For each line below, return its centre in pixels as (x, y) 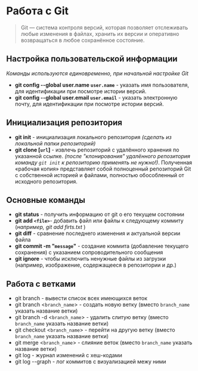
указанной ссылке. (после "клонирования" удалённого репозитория (103, 156)
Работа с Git (38, 11)
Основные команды (46, 200)
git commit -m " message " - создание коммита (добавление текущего (102, 246)
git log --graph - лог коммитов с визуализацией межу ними (90, 361)
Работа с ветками (41, 284)
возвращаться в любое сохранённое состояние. (83, 40)
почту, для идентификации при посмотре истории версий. (89, 104)
